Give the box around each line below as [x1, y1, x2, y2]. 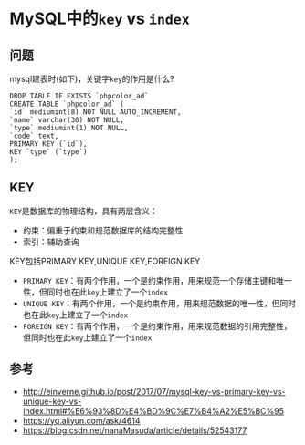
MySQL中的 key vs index [9, 8, 190, 29]
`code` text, [9, 131, 59, 140]
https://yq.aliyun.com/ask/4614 [22, 415, 141, 426]
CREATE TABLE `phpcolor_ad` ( [9, 99, 125, 109]
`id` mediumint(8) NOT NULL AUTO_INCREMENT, [9, 108, 182, 117]
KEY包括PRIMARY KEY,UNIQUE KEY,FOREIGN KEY [9, 255, 201, 266]
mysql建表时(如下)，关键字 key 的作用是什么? [9, 74, 175, 84]
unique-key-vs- [22, 396, 82, 407]
